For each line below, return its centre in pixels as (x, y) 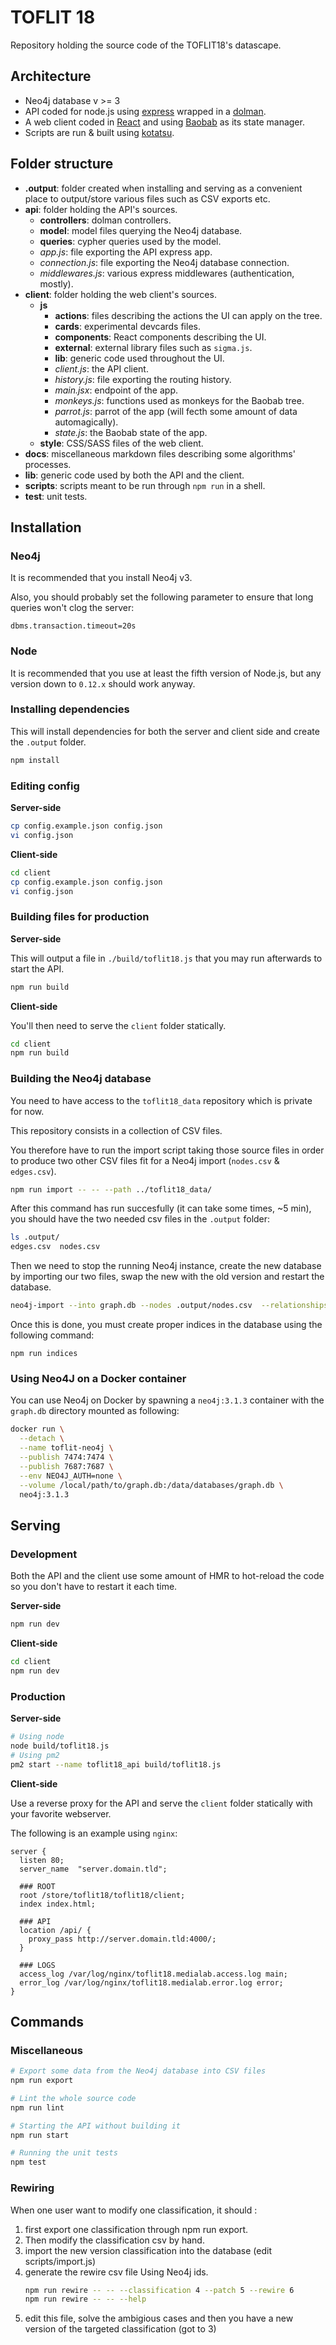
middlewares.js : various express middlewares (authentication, (167, 273)
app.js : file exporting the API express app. (126, 252)
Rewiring (32, 2188)
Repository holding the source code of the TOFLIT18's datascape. (146, 45)
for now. (27, 1111)
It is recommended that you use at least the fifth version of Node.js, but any (166, 673)
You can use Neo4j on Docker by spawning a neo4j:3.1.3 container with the (167, 1400)
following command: (52, 1335)
